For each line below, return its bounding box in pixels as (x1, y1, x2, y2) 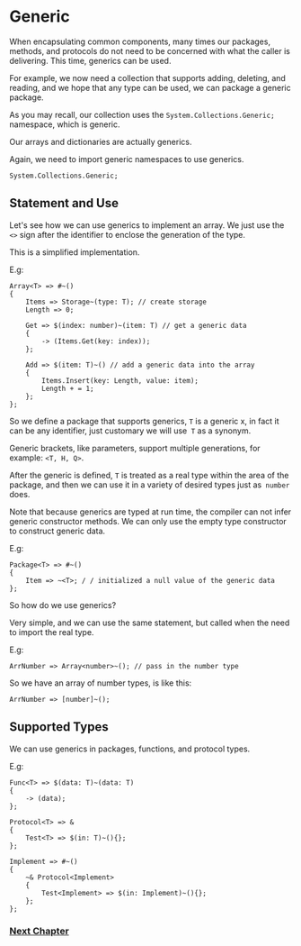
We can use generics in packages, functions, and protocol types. (9, 743, 251, 754)
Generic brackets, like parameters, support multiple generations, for (9, 442, 261, 453)
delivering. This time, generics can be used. (9, 55, 172, 66)
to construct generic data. (9, 525, 106, 536)
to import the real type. (9, 626, 94, 637)
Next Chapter (9, 925, 69, 938)
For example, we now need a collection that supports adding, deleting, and (9, 72, 286, 83)
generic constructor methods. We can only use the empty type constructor (9, 515, 288, 526)
